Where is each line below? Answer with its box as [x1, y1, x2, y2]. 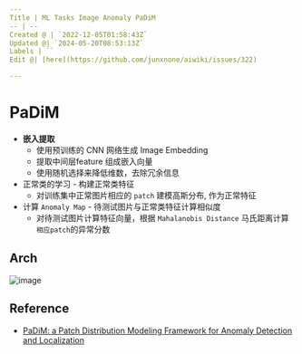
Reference [9, 301, 70, 317]
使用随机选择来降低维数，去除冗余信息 [35, 167, 180, 177]
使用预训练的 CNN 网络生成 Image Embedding [35, 144, 209, 155]
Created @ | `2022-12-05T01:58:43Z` [9, 30, 148, 39]
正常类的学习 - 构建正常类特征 [22, 178, 135, 189]
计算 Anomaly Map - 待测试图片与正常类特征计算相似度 [22, 201, 221, 212]
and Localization [22, 334, 84, 345]
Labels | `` [9, 47, 54, 56]
